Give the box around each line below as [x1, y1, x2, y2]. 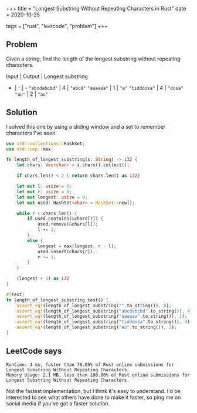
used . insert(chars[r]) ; [37, 249, 96, 254]
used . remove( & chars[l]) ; [37, 221, 98, 227]
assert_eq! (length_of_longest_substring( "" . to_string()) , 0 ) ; [16, 303, 172, 308]
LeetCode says [6, 346, 62, 356]
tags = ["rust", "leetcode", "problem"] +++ [6, 23, 108, 29]
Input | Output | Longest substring [6, 73, 88, 80]
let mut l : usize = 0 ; [16, 183, 72, 189]
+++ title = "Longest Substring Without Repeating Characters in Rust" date [6, 5, 186, 12]
